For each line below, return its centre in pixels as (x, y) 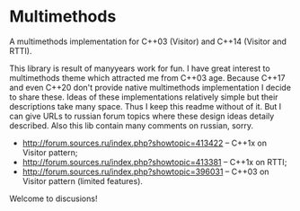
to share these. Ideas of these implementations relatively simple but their (144, 97)
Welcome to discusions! (53, 198)
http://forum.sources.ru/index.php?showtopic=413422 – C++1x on (145, 143)
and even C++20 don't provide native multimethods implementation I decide (150, 87)
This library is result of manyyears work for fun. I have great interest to (140, 68)
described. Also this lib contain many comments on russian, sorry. (132, 125)
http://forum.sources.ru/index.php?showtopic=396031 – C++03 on (146, 171)
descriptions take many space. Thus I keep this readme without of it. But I (146, 106)
